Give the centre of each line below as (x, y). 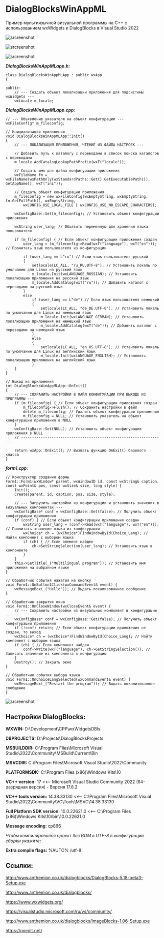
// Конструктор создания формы (37, 477)
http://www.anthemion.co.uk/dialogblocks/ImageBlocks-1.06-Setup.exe (78, 921)
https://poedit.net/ (24, 930)
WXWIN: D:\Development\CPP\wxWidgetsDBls (53, 728)
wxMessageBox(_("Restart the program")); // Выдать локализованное (84, 684)
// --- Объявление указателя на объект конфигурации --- (65, 119)
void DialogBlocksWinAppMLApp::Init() (45, 136)
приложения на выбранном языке (37, 567)
